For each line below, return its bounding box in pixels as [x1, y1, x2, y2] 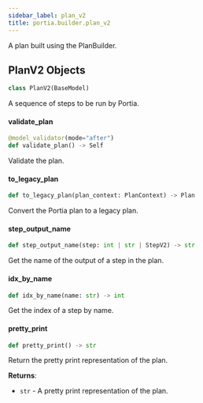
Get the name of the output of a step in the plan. [8, 256, 164, 266]
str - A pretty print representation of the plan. [19, 386, 168, 396]
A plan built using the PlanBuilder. [8, 40, 117, 50]
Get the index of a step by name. [8, 306, 114, 315]
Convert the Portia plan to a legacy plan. [8, 206, 139, 216]
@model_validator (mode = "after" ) [8, 134, 114, 142]
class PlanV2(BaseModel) [8, 85, 90, 92]
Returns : [8, 371, 37, 380]
